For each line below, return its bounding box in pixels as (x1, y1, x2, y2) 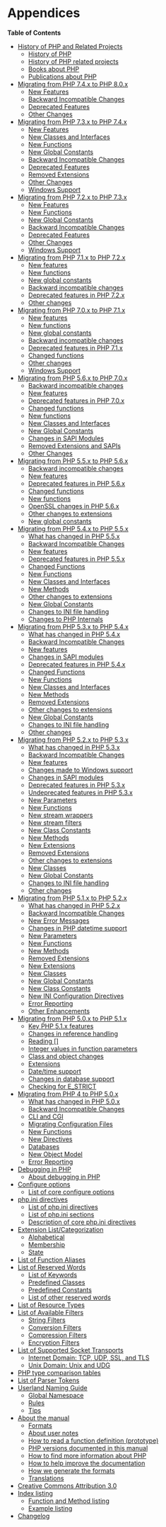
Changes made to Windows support (28, 765, 134, 774)
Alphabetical (28, 1233, 65, 1241)
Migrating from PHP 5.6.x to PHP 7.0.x (17, 374, 128, 382)
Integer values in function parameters (28, 1044, 138, 1053)
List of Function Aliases (17, 1255, 86, 1264)
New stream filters (28, 818, 83, 827)
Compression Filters (28, 1331, 87, 1339)
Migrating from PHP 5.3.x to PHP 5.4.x (17, 622, 129, 631)
